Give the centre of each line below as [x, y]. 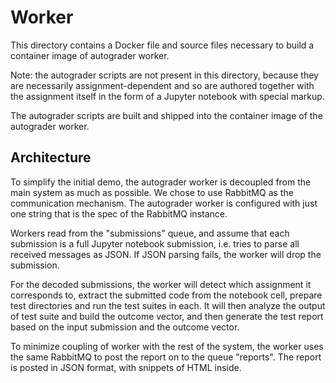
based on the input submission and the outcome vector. [125, 327]
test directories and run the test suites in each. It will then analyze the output [168, 305]
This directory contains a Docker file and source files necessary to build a [162, 45]
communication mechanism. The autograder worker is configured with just [164, 203]
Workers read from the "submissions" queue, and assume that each [150, 233]
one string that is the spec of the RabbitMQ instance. [119, 213]
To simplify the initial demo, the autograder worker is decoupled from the [161, 182]
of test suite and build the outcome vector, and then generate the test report [167, 316]
